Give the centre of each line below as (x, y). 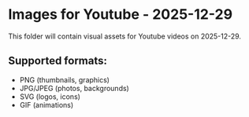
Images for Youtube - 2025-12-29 (121, 15)
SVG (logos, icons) (50, 97)
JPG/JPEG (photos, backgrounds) (74, 88)
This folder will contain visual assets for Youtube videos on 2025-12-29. (125, 36)
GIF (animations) (46, 104)
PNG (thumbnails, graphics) (65, 79)
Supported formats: (58, 61)
